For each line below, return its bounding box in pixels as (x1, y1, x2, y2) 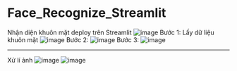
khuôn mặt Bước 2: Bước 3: (7, 35, 140, 44)
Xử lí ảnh (7, 56, 33, 64)
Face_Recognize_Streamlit (7, 5, 166, 21)
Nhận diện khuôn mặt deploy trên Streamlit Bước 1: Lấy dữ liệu (7, 28, 214, 37)
